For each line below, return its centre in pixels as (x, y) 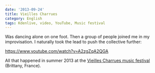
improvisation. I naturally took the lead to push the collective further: (73, 42)
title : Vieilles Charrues (31, 14)
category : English (24, 18)
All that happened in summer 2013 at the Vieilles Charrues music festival (77, 60)
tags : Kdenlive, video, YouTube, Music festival (55, 23)
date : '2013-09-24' (25, 9)
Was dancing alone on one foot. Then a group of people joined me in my (77, 37)
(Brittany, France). (23, 66)
